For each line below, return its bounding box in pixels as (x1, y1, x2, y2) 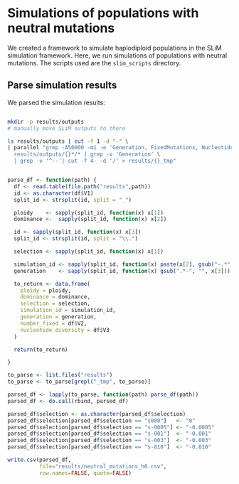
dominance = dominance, (20, 294, 91, 301)
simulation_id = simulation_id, (20, 307, 116, 314)
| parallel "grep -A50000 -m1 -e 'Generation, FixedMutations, (7, 144, 199, 151)
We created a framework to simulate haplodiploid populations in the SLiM (7, 43, 222, 52)
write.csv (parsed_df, (7, 456, 72, 463)
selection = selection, (20, 300, 91, 307)
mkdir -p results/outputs (7, 118, 84, 125)
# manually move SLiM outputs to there (7, 124, 126, 132)
